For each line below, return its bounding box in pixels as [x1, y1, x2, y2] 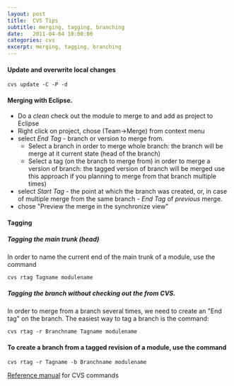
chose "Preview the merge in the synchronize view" [17, 202, 169, 211]
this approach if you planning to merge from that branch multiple [28, 172, 217, 181]
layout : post [7, 10, 46, 18]
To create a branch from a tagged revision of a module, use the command [7, 343, 227, 351]
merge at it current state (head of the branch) [28, 150, 161, 158]
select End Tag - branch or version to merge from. [17, 134, 165, 143]
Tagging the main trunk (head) [7, 235, 100, 243]
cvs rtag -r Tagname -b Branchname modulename [7, 359, 147, 366]
